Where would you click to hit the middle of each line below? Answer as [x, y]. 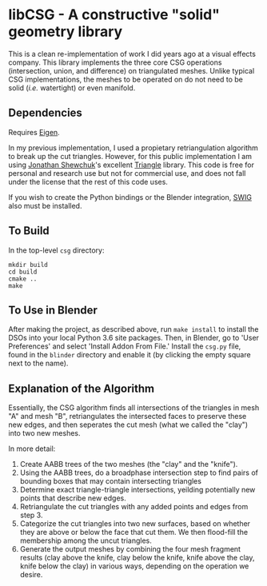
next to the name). [38, 363]
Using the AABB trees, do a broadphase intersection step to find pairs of [139, 472]
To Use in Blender [53, 310]
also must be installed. [45, 205]
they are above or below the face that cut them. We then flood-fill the [134, 532]
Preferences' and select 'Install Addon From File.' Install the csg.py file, [125, 346]
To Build [29, 231]
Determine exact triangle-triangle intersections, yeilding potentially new [137, 490]
